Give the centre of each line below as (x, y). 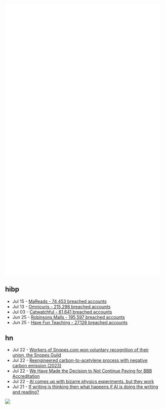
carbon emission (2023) (37, 366)
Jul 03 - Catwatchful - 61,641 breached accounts (62, 312)
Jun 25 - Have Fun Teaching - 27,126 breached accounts (70, 322)
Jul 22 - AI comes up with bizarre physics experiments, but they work (83, 382)
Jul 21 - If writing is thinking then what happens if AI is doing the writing (85, 387)
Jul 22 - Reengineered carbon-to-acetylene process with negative (80, 360)
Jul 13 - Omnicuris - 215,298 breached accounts (61, 306)
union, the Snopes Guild (37, 355)
